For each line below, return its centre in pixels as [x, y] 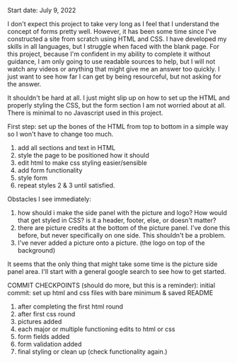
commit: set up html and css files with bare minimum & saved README [110, 293]
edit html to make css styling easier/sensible [82, 163]
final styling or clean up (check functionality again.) [92, 352]
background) [36, 250]
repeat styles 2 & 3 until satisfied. [66, 185]
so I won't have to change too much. [60, 134]
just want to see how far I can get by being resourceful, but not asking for [114, 76]
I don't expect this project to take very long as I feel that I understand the [113, 24]
